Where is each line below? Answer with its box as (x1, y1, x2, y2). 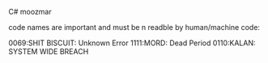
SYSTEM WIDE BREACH (8, 47, 89, 56)
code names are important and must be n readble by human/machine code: (8, 23, 261, 31)
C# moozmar (8, 7, 53, 16)
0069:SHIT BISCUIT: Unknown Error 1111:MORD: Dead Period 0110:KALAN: (8, 38, 256, 48)
